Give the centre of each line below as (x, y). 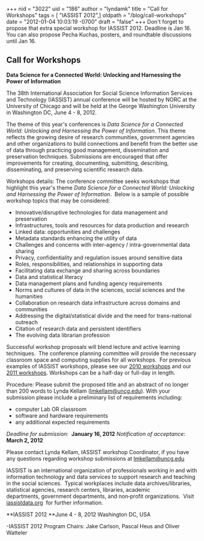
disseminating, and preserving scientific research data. (75, 169)
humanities (29, 296)
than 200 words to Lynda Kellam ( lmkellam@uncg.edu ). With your (88, 391)
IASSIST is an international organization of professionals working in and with (102, 470)
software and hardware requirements (61, 415)
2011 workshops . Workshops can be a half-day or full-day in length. (91, 373)
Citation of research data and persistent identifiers (78, 328)
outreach (26, 322)
